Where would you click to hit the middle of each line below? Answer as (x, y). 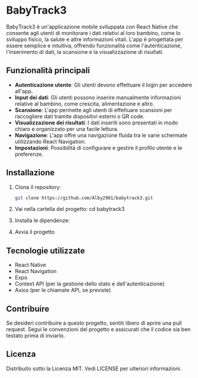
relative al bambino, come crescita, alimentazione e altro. (84, 104)
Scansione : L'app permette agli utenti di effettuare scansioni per (93, 110)
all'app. (24, 91)
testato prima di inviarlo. (36, 336)
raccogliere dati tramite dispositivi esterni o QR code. (79, 116)
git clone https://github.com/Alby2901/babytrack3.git (84, 198)
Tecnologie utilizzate (46, 250)
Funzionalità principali (48, 71)
